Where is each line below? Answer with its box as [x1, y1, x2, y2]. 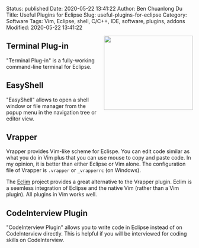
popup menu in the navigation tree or [6, 109, 97, 116]
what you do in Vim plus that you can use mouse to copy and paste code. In [6, 154, 191, 161]
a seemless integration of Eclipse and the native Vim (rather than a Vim [6, 185, 179, 192]
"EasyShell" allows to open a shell [6, 96, 89, 103]
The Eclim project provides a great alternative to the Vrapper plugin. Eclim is [6, 178, 192, 186]
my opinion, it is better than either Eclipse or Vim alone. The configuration [6, 160, 186, 168]
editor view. [6, 115, 34, 122]
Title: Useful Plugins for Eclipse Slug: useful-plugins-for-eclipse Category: [6, 11, 188, 18]
